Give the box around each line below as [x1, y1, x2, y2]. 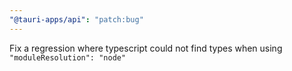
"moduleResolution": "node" [9, 52, 127, 63]
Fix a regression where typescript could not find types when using [9, 42, 283, 54]
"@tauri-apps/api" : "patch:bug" [9, 14, 144, 25]
